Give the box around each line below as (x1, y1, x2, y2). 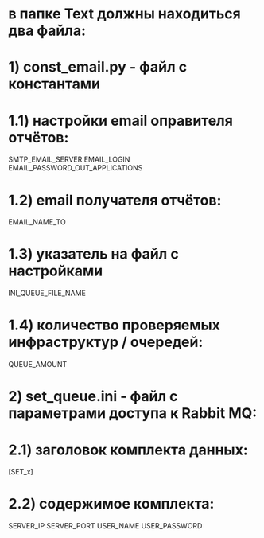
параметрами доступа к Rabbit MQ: (8, 404, 258, 423)
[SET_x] (8, 467, 33, 477)
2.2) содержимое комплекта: (8, 495, 215, 513)
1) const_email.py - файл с (8, 58, 188, 76)
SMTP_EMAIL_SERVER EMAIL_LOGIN (8, 154, 130, 164)
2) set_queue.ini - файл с (8, 388, 178, 406)
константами (8, 75, 101, 93)
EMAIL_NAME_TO (8, 217, 66, 227)
